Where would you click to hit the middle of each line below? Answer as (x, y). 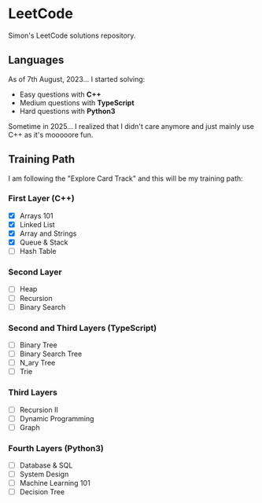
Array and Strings (48, 233)
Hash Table (38, 251)
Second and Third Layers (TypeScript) (83, 328)
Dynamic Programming (57, 418)
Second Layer (35, 272)
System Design (44, 474)
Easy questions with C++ (60, 94)
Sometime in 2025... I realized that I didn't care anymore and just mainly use (131, 126)
